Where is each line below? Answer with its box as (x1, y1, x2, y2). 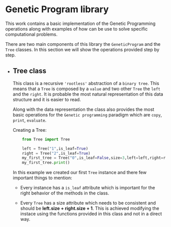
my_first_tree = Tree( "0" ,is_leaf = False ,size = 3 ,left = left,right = (22, 155, 164, 161)
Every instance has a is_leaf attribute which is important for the (20, 185, 155, 191)
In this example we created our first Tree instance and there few (12, 169, 147, 176)
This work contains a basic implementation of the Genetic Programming (5, 20, 156, 26)
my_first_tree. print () (22, 160, 70, 165)
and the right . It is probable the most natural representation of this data (12, 91, 163, 97)
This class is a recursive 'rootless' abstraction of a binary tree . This (12, 80, 159, 86)
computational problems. (5, 31, 58, 37)
